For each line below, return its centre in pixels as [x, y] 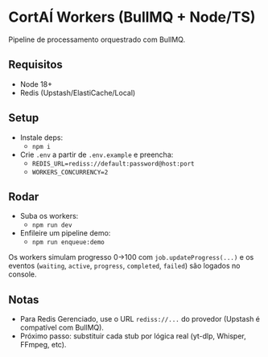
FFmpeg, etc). [43, 345]
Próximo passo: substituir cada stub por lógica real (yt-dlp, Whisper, [133, 336]
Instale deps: [41, 137]
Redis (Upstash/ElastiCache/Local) [78, 92]
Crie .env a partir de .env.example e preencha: [97, 154]
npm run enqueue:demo [68, 242]
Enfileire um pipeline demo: [65, 233]
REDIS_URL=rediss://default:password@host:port [113, 164]
